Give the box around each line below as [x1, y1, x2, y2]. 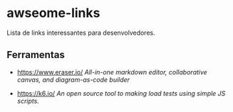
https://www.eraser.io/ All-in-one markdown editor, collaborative [16, 67, 207, 76]
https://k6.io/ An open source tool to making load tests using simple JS [16, 89, 226, 97]
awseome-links [6, 5, 100, 21]
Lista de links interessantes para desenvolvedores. [6, 28, 155, 37]
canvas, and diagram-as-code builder [16, 75, 130, 84]
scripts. [16, 96, 40, 105]
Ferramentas [6, 49, 65, 61]
